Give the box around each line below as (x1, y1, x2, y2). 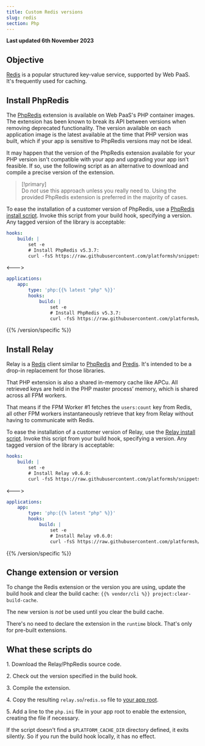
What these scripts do (6, 644, 93, 654)
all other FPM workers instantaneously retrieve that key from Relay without (6, 410, 194, 417)
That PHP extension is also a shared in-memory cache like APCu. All (6, 379, 178, 386)
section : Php (6, 20, 40, 26)
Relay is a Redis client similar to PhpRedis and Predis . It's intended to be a (6, 360, 192, 368)
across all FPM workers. (6, 392, 67, 399)
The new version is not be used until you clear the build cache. (6, 609, 164, 616)
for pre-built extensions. (6, 627, 67, 634)
